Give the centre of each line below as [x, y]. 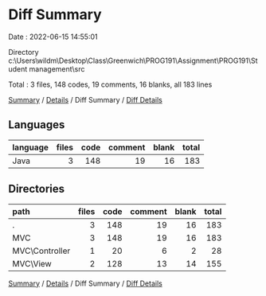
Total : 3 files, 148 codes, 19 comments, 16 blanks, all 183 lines [110, 84]
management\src [57, 68]
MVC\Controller [41, 251]
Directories [37, 189]
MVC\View [32, 263]
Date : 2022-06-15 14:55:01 [53, 37]
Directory [23, 52]
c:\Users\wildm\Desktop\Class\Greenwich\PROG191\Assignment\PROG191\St [133, 60]
